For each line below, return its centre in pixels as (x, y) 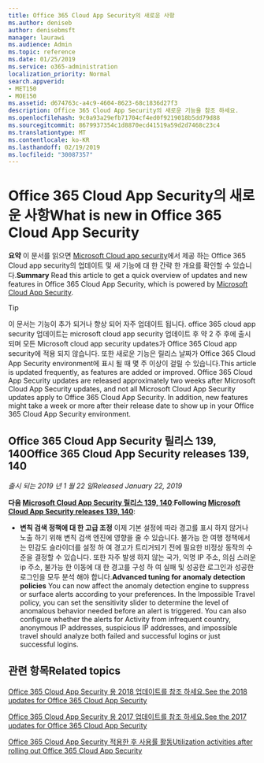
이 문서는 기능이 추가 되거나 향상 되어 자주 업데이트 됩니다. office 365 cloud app (132, 324)
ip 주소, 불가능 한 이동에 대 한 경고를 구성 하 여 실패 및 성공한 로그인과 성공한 (137, 567)
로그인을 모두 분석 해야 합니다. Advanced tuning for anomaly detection (132, 577)
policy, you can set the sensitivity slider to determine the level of (124, 602)
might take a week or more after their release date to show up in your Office (131, 406)
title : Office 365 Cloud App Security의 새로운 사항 (91, 15)
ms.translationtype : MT (47, 132)
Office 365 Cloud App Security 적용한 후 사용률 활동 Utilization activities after (131, 742)
